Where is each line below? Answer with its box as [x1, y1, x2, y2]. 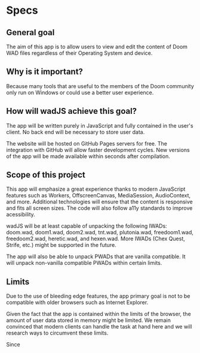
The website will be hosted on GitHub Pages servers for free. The [6, 140, 167, 147]
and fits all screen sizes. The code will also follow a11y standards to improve [6, 205, 193, 212]
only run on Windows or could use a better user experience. [6, 89, 154, 96]
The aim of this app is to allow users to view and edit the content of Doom [6, 43, 188, 50]
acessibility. [6, 211, 36, 218]
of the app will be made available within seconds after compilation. [6, 153, 170, 160]
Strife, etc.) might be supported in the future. [6, 241, 116, 249]
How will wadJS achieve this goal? [6, 106, 137, 116]
